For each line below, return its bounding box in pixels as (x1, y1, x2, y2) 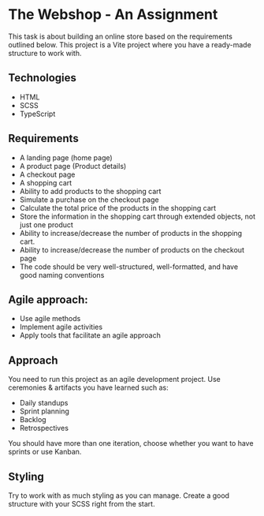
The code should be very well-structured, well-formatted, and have (19, 262, 239, 271)
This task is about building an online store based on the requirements (8, 32, 232, 41)
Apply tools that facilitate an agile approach (19, 331, 162, 340)
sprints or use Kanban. (8, 447, 82, 457)
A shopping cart (19, 178, 73, 187)
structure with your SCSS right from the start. (8, 499, 155, 508)
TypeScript (19, 109, 56, 118)
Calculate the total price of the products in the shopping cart (19, 203, 217, 212)
